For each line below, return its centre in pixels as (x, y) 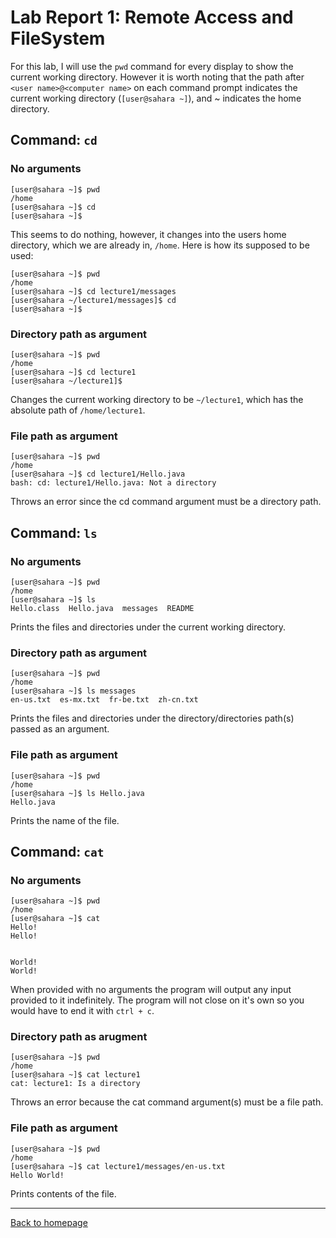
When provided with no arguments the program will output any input (151, 990)
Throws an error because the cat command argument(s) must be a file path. (167, 1102)
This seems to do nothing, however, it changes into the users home (148, 234)
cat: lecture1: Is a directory (75, 1084)
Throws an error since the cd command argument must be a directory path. (166, 502)
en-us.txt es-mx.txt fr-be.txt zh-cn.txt (104, 700)
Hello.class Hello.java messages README (102, 608)
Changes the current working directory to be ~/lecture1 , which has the (157, 399)
